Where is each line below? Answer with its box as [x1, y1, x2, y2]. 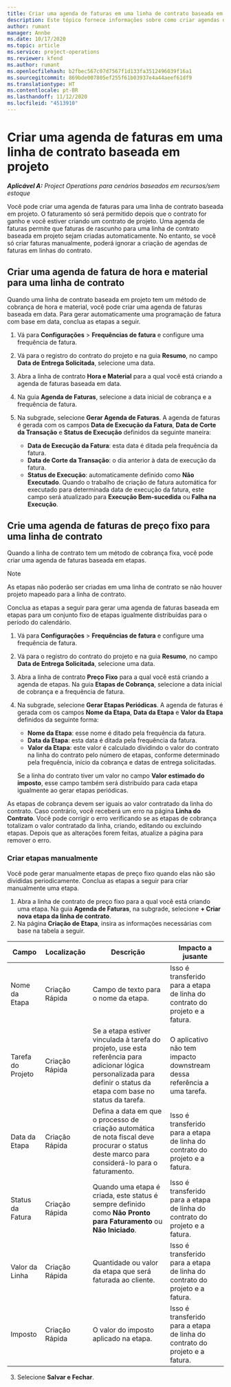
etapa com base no [92, 1086, 155, 1096]
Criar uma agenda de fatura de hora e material [7, 266, 208, 278]
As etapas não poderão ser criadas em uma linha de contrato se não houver [7, 583, 222, 591]
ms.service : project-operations [7, 49, 100, 56]
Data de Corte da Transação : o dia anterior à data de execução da [27, 456, 217, 464]
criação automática [92, 1123, 155, 1133]
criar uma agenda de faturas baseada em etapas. [7, 556, 146, 565]
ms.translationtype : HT [7, 81, 76, 88]
